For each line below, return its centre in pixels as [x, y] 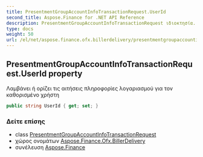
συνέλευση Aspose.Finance [50, 147]
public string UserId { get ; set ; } [52, 106]
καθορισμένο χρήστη [33, 95]
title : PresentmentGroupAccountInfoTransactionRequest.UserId [86, 12]
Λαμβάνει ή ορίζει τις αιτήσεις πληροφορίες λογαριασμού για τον [90, 88]
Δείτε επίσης [26, 121]
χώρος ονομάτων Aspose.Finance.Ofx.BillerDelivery [80, 141]
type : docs [20, 29]
